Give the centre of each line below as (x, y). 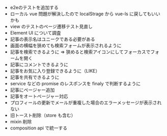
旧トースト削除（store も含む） (43, 115)
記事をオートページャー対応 (39, 96)
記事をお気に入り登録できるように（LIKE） (55, 71)
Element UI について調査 (35, 33)
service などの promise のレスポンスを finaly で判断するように (75, 83)
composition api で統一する (39, 128)
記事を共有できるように (35, 77)
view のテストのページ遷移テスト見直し (51, 26)
